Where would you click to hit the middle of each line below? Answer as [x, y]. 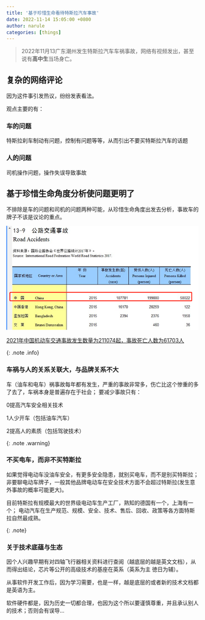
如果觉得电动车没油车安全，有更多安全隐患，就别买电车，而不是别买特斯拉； [103, 474]
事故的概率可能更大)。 [39, 490]
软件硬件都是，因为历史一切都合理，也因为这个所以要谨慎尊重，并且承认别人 [103, 603]
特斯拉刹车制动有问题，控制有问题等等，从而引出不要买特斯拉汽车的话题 [97, 141]
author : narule [26, 26]
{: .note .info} [23, 353]
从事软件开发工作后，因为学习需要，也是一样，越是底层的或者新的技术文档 [100, 582]
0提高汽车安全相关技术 [35, 405]
